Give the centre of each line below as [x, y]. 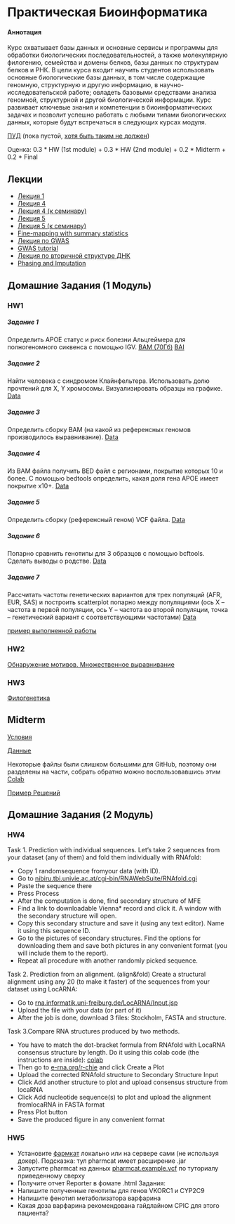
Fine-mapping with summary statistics [73, 233]
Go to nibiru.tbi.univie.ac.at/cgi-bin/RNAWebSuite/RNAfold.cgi [107, 878]
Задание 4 [24, 453]
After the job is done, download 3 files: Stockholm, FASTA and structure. [122, 1018]
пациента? [33, 1213]
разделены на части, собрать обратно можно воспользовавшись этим [114, 771]
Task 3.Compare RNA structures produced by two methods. [94, 1031]
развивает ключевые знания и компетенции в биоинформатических [110, 108]
